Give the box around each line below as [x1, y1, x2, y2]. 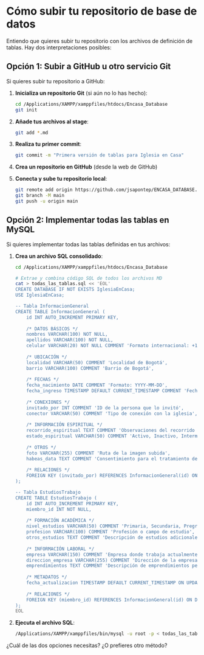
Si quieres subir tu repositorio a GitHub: [6, 77, 105, 85]
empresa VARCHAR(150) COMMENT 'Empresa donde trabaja [26, 552, 165, 558]
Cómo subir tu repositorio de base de [6, 4, 197, 18]
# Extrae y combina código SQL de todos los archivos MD [15, 275, 163, 281]
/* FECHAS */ [26, 376, 59, 383]
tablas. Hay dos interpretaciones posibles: [6, 44, 112, 51]
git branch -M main [15, 193, 65, 199]
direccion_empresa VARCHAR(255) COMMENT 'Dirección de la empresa [26, 557, 198, 563]
